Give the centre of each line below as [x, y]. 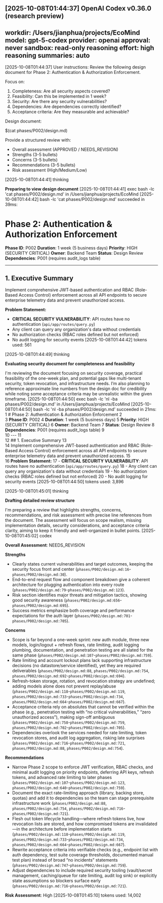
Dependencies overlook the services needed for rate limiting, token [79, 732]
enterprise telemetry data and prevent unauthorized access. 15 [68, 456]
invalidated [146, 824]
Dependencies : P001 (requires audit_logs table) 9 [55, 430]
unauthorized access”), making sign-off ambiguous [64, 717]
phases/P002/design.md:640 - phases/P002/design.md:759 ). [69, 787]
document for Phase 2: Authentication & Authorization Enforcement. [73, 72]
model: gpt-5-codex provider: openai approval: [78, 40]
